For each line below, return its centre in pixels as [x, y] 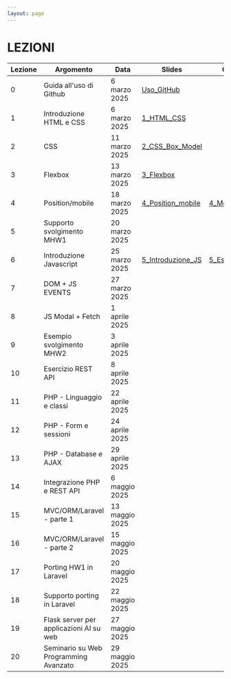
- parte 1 [59, 519]
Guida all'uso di [69, 85]
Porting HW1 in [68, 567]
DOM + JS [60, 284]
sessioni [57, 434]
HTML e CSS [64, 122]
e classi [56, 405]
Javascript [60, 264]
